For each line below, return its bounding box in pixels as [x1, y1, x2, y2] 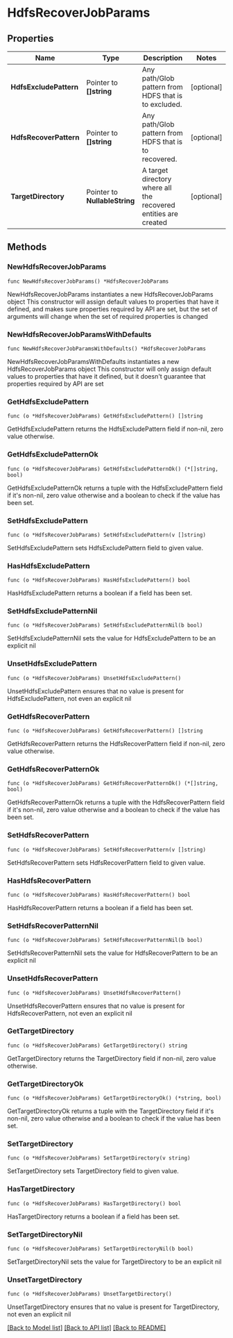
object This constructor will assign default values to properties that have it [7, 297, 219, 306]
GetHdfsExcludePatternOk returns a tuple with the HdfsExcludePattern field [7, 484, 223, 492]
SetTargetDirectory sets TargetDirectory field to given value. [7, 1167, 179, 1175]
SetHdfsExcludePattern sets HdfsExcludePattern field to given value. [7, 543, 204, 552]
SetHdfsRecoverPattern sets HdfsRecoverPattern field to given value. [7, 858, 206, 866]
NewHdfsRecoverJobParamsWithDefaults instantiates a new [7, 357, 180, 365]
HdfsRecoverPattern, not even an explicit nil [7, 1009, 133, 1017]
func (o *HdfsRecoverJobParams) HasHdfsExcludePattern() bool [7, 577, 191, 584]
